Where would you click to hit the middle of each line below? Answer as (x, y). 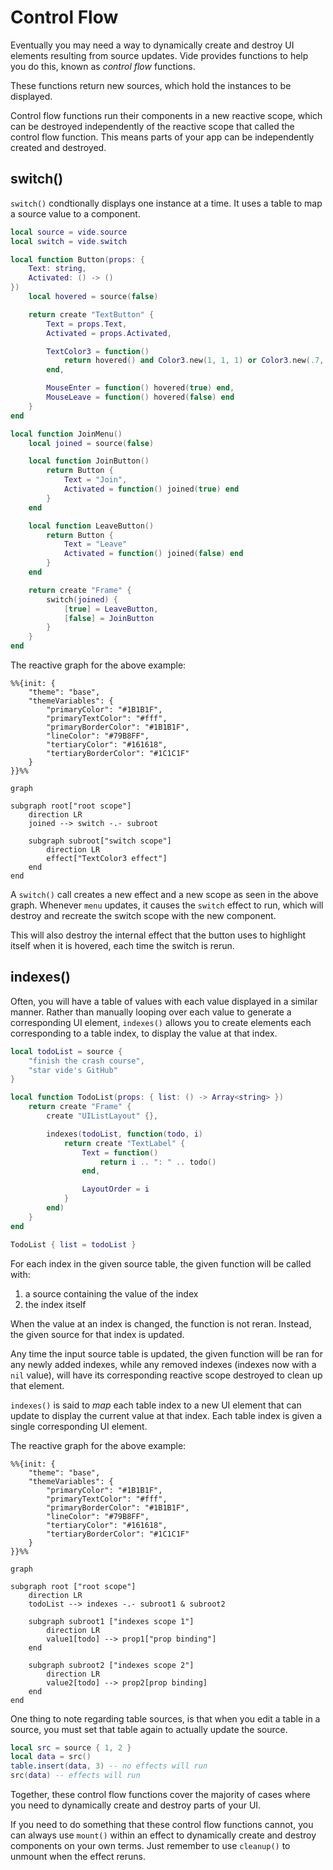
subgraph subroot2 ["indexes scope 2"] (111, 1665)
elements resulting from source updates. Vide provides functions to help (159, 55)
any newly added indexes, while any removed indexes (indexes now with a (163, 1364)
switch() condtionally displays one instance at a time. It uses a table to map (166, 203)
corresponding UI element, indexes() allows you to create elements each (161, 1022)
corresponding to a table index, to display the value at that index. (144, 1033)
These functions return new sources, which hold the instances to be (151, 85)
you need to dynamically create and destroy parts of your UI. (136, 1805)
